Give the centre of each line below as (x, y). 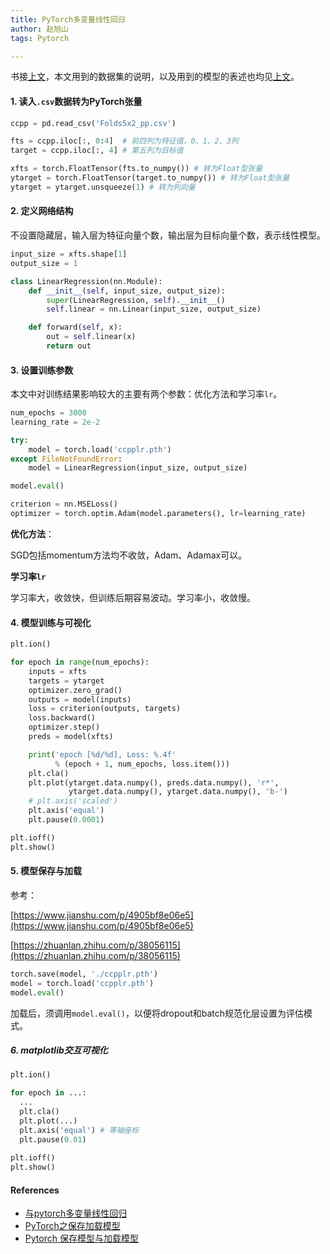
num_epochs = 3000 (48, 413)
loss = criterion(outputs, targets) (105, 709)
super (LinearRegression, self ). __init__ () (136, 300)
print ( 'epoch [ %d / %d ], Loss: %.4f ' (102, 754)
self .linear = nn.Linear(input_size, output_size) (154, 309)
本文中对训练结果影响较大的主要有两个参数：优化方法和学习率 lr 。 (146, 394)
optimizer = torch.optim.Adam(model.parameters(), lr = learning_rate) (158, 514)
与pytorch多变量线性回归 (76, 1213)
